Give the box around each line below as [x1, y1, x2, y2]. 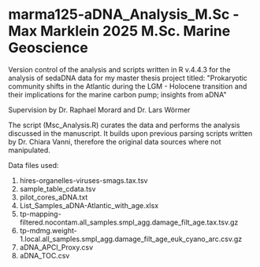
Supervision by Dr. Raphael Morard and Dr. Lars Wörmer [8, 104, 191, 115]
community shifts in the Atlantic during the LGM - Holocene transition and [8, 81, 247, 91]
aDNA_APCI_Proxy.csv [19, 242, 94, 252]
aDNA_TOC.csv [19, 251, 70, 260]
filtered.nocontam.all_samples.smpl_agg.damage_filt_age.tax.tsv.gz [19, 218, 239, 227]
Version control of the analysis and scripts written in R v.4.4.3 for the [8, 64, 231, 74]
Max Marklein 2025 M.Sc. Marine [8, 22, 231, 40]
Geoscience [8, 39, 88, 57]
